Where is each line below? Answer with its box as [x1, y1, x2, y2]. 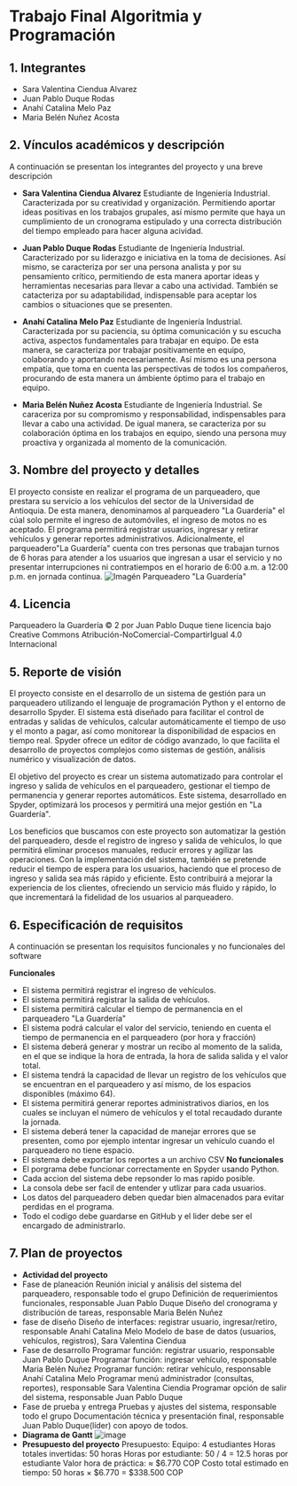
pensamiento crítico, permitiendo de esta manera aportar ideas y [21, 270, 260, 281]
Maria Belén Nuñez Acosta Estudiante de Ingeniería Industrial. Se [21, 399, 263, 409]
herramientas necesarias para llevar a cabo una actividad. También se [21, 280, 278, 291]
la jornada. [21, 1116, 61, 1127]
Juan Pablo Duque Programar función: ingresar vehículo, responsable [21, 1354, 277, 1365]
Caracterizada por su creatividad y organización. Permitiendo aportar [21, 197, 277, 207]
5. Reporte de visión [9, 665, 122, 680]
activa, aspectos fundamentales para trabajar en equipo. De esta [21, 335, 260, 346]
